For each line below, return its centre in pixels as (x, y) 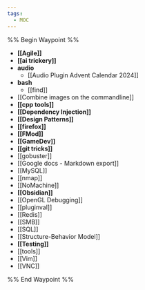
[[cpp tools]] (35, 104)
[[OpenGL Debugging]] (50, 200)
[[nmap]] (30, 177)
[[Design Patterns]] (45, 119)
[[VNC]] (28, 266)
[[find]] (38, 90)
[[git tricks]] (35, 148)
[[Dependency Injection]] (54, 112)
